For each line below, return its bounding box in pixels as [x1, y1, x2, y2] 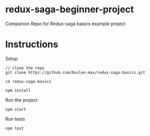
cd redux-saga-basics [5, 79, 52, 84]
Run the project [5, 96, 38, 103]
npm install [5, 88, 31, 93]
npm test [5, 126, 24, 131]
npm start [5, 107, 27, 112]
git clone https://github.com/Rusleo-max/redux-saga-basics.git [5, 70, 145, 75]
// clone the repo [5, 65, 45, 70]
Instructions [5, 38, 58, 50]
